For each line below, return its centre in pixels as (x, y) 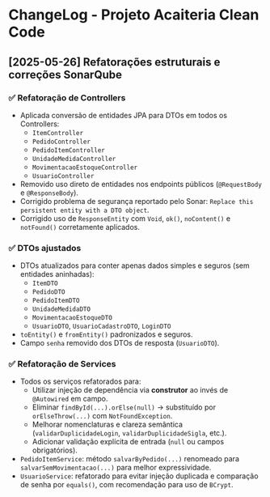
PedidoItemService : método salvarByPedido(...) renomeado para (130, 459)
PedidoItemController (68, 150)
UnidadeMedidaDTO (61, 309)
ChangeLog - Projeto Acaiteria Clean (134, 15)
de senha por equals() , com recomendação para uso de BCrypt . (127, 485)
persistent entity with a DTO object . (84, 210)
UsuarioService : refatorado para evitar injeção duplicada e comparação (139, 476)
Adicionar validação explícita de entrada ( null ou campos (128, 442)
